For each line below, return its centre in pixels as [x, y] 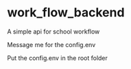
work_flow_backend [66, 13]
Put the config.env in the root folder [58, 58]
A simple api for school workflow [53, 31]
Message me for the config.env [51, 44]
